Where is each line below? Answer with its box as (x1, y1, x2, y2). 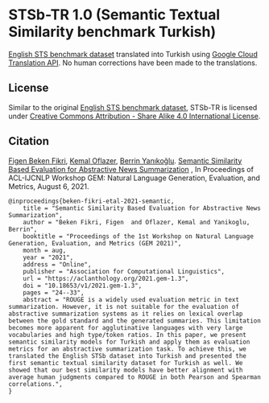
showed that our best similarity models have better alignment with (8, 366, 243, 374)
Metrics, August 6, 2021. (8, 181, 90, 191)
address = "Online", (23, 260, 92, 269)
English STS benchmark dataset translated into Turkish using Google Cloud (8, 49, 258, 59)
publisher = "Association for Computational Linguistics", (23, 267, 226, 275)
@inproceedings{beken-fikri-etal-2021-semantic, (8, 197, 175, 205)
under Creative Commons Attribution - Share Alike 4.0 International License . (8, 111, 261, 121)
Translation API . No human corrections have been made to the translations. (8, 58, 258, 68)
